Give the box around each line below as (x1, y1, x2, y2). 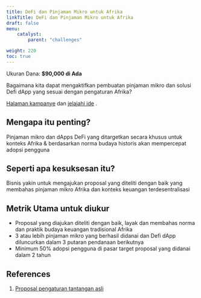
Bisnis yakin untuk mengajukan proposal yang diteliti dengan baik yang (6, 179, 183, 187)
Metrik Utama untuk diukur (6, 203, 110, 214)
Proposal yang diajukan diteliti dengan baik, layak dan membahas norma (14, 220, 195, 227)
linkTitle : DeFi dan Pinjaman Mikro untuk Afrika (6, 14, 134, 21)
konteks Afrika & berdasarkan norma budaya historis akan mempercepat (6, 139, 187, 147)
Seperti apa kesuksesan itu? (6, 163, 115, 174)
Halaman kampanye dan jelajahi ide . (6, 100, 98, 107)
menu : (6, 25, 20, 32)
